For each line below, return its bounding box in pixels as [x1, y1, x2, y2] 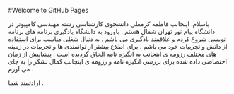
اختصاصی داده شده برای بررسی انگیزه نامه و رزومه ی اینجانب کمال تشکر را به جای [8, 57, 228, 66]
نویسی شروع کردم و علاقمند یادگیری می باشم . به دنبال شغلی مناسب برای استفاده [8, 35, 226, 43]
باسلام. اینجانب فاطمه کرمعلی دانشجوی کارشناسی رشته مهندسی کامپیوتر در [8, 20, 209, 28]
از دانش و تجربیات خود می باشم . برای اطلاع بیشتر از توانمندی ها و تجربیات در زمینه [8, 42, 228, 50]
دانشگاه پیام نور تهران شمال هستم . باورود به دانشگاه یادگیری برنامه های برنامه [8, 28, 216, 35]
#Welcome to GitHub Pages [8, 6, 89, 14]
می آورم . [8, 65, 34, 73]
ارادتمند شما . [8, 78, 45, 87]
